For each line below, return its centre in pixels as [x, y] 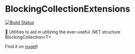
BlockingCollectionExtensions [68, 9]
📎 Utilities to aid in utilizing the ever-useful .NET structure [63, 32]
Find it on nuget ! [22, 46]
